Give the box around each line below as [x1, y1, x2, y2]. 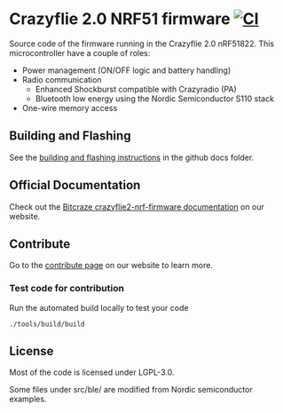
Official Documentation [9, 178, 141, 193]
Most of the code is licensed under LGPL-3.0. [9, 367, 175, 377]
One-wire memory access [21, 102, 118, 113]
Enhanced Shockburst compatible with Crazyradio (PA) [35, 83, 237, 94]
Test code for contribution [9, 282, 124, 295]
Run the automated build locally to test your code [9, 302, 189, 313]
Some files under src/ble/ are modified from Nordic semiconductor [9, 385, 253, 395]
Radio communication [21, 74, 102, 84]
